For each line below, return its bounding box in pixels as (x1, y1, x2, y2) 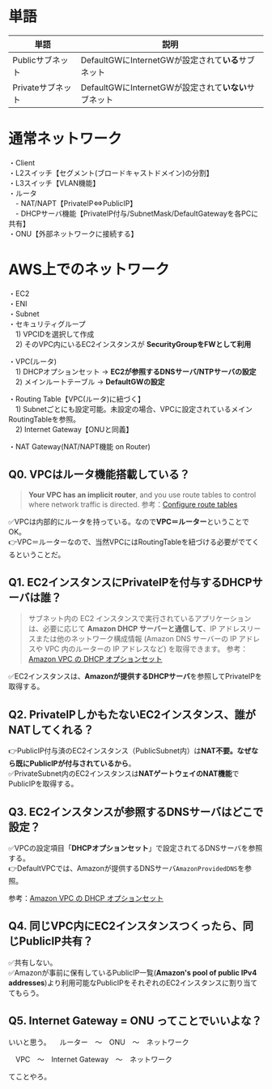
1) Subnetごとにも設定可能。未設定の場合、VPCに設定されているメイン (15, 404, 253, 414)
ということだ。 (15, 549, 66, 560)
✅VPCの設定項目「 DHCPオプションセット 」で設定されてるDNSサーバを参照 (8, 843, 263, 853)
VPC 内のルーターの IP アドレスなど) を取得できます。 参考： (44, 644, 249, 654)
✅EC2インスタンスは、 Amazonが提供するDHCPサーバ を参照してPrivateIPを (8, 671, 263, 681)
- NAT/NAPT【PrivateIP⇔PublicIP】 (15, 198, 138, 208)
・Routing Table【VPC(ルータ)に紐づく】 (8, 394, 146, 404)
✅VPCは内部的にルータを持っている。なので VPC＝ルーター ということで (8, 517, 249, 526)
